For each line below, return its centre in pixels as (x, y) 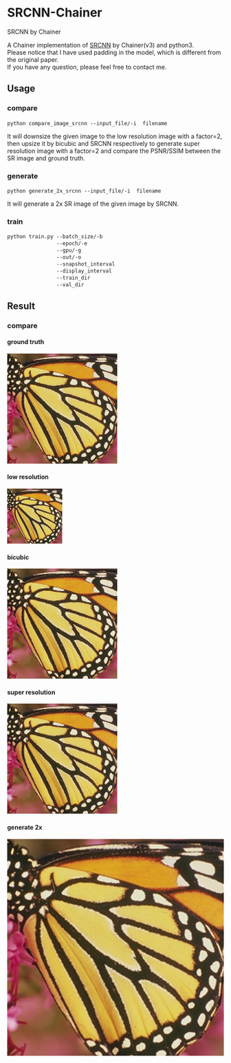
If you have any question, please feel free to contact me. (87, 67)
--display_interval (84, 271)
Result (21, 306)
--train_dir (73, 278)
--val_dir (70, 285)
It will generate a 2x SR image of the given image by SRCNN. (93, 204)
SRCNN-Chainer (55, 13)
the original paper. (33, 59)
